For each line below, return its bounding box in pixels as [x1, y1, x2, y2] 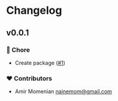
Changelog [6, 4, 62, 17]
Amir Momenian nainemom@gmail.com [14, 88, 113, 95]
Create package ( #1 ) [14, 59, 66, 66]
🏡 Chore [6, 46, 30, 54]
